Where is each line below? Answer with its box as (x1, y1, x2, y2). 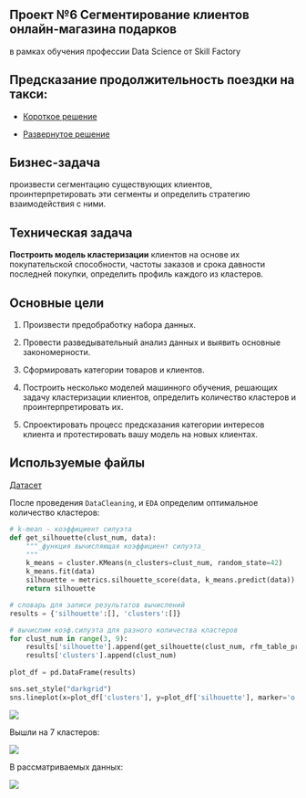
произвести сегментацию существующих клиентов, (9, 179, 212, 190)
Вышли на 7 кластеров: (9, 726, 100, 738)
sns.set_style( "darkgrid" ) (9, 684, 112, 693)
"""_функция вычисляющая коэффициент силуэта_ (25, 541, 206, 551)
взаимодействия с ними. (9, 198, 107, 209)
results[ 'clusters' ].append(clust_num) (25, 651, 178, 660)
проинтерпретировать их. (22, 402, 124, 413)
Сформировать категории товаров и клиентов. (22, 364, 205, 375)
